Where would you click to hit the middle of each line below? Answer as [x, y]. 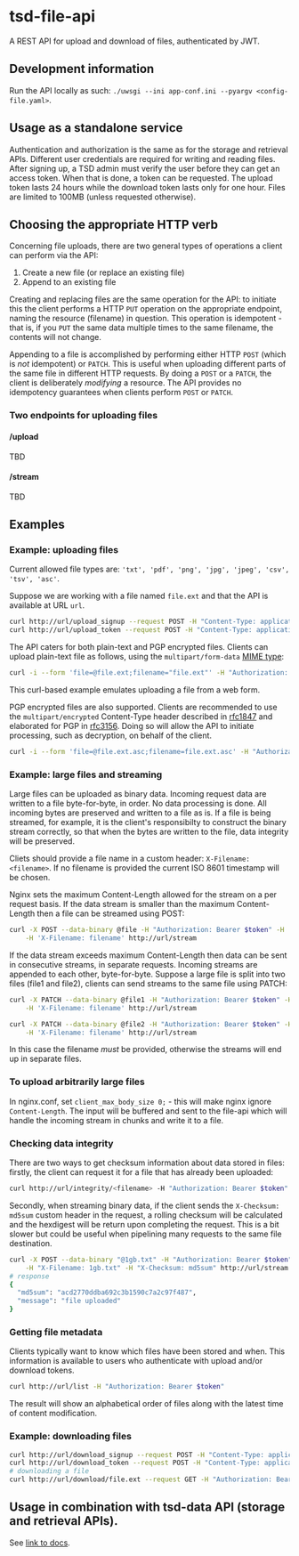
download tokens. [42, 1370]
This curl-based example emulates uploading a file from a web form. [135, 690]
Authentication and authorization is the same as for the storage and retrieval [149, 150]
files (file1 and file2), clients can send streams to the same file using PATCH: [148, 983]
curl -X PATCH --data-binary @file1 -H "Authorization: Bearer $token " [145, 1000]
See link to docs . [40, 1543]
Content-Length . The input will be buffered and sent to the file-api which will [148, 1111]
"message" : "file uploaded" [69, 1301]
